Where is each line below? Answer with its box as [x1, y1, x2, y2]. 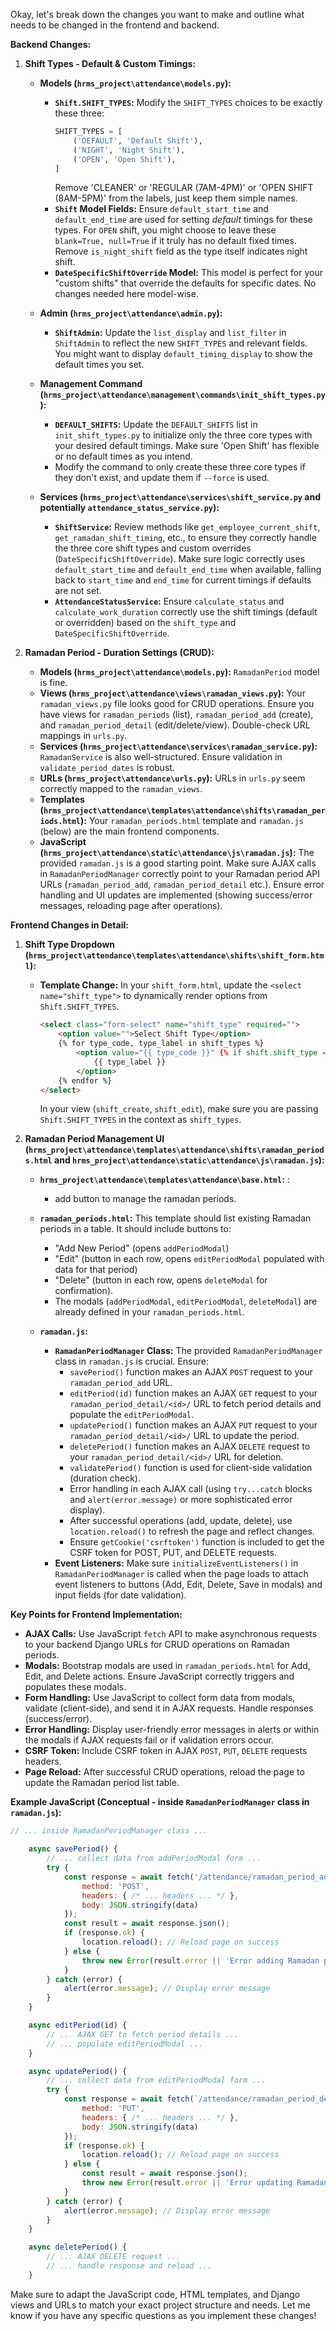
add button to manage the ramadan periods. [54, 1193, 237, 1205]
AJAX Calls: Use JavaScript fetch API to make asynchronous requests [24, 1628, 318, 1640]
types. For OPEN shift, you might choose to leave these [54, 224, 277, 236]
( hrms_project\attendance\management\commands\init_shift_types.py [39, 389, 326, 401]
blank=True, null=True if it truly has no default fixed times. [54, 235, 297, 247]
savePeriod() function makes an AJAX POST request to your [69, 1366, 313, 1378]
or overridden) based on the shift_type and [54, 617, 237, 629]
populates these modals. [24, 1681, 127, 1693]
